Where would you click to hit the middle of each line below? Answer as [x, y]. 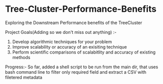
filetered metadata [24, 77]
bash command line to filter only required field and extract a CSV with [76, 72]
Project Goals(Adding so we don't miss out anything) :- [61, 32]
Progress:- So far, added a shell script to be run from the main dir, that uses [82, 67]
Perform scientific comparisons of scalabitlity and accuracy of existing [84, 52]
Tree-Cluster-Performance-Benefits [81, 9]
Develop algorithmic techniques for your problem [62, 42]
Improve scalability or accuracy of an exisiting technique [69, 47]
